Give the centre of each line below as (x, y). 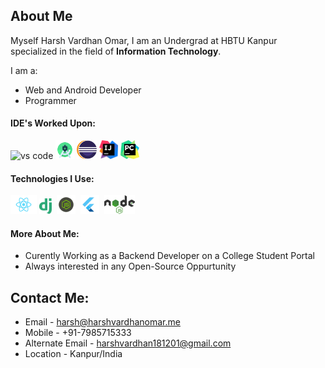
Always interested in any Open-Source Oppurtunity (130, 266)
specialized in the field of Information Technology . (116, 51)
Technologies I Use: (52, 178)
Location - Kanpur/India (73, 354)
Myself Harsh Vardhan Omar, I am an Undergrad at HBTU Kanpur (144, 40)
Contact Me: (50, 297)
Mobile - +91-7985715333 (78, 333)
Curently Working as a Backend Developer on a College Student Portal (169, 256)
